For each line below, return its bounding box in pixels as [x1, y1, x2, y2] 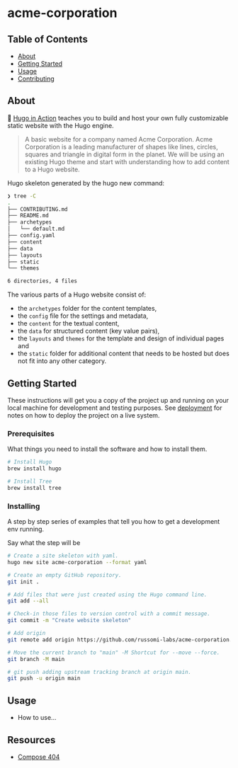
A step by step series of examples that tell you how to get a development [7, 517, 220, 526]
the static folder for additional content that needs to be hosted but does [17, 349, 230, 358]
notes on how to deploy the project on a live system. [7, 411, 160, 419]
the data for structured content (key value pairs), [17, 327, 160, 336]
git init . [7, 578, 40, 585]
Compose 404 [17, 752, 60, 761]
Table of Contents [7, 33, 89, 45]
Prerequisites [7, 428, 55, 438]
